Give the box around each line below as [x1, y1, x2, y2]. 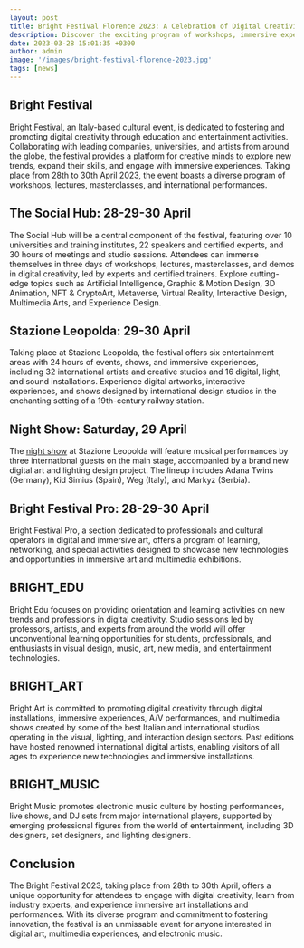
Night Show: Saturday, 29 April [9, 421, 187, 437]
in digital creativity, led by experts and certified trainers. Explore [9, 268, 248, 279]
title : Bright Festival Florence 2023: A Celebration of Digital [9, 22, 261, 31]
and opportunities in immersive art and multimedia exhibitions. [9, 554, 242, 565]
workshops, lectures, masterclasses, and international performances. [9, 179, 268, 190]
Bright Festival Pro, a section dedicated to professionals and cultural [9, 525, 264, 536]
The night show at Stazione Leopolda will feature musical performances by [9, 446, 289, 457]
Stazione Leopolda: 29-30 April [9, 323, 191, 338]
